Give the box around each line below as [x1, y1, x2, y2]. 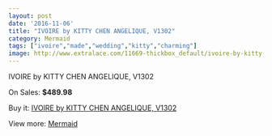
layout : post [8, 11, 53, 20]
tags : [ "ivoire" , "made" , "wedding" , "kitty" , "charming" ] [8, 42, 198, 50]
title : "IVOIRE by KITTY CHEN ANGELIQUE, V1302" [8, 27, 176, 35]
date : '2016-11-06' [8, 19, 74, 28]
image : [8, 49, 31, 57]
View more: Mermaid [8, 119, 79, 128]
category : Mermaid [8, 34, 70, 43]
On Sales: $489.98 [8, 87, 73, 97]
